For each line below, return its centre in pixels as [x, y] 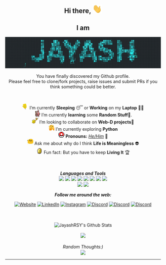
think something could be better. [83, 87]
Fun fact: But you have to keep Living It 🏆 [87, 153]
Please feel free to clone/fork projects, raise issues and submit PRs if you [83, 82]
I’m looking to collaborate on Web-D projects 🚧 [87, 122]
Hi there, [78, 11]
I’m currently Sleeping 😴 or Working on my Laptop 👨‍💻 [87, 108]
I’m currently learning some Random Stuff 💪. [87, 115]
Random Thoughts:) [83, 247]
